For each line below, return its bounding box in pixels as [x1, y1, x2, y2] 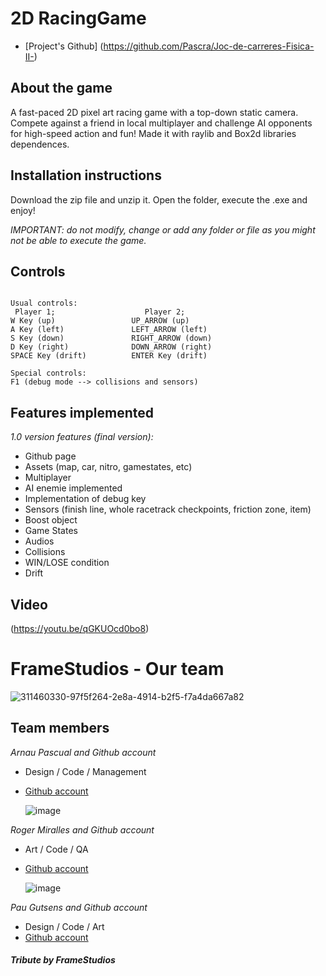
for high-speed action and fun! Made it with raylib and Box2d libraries [10, 127, 297, 139]
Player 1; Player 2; [14, 307, 186, 317]
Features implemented [10, 404, 154, 421]
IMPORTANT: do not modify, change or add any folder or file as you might [10, 223, 316, 236]
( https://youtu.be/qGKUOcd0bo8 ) [10, 623, 150, 634]
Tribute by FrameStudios [10, 954, 116, 966]
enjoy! [10, 204, 36, 216]
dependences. [10, 138, 70, 150]
